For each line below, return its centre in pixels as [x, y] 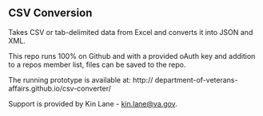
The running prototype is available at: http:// [81, 79]
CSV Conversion [50, 13]
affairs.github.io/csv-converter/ [60, 88]
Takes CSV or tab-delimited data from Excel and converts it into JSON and [131, 32]
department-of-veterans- [196, 79]
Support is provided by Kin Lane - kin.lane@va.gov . [93, 103]
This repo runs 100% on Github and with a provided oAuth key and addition [132, 56]
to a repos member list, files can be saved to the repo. [97, 64]
